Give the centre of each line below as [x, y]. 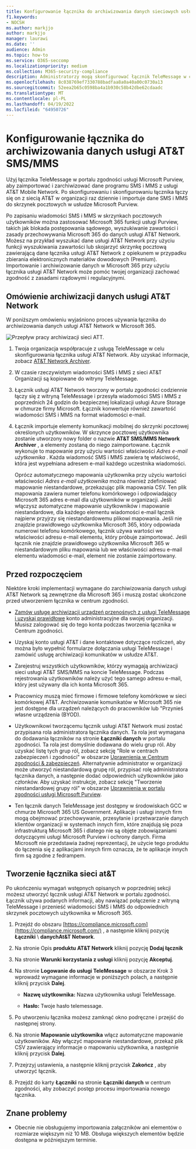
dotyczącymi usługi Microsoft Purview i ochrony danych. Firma [90, 837]
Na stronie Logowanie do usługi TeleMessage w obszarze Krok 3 [94, 970]
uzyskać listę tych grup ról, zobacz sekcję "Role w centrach [86, 751]
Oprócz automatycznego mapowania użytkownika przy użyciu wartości [100, 475]
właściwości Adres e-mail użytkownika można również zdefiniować [95, 481]
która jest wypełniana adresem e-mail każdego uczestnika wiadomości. [100, 464]
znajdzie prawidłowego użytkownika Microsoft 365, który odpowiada [97, 525]
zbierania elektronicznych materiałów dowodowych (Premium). [82, 259]
